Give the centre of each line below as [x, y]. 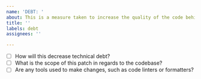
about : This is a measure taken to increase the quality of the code [95, 17]
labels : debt [22, 28]
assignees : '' [24, 34]
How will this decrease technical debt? [63, 56]
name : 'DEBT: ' [25, 12]
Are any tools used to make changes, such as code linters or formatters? [104, 70]
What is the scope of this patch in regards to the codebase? [89, 63]
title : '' [19, 23]
